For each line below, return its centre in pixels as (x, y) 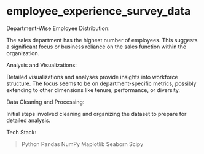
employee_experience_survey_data (99, 11)
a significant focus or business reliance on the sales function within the (96, 47)
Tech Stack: (22, 132)
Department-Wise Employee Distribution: (58, 28)
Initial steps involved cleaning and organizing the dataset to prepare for (96, 114)
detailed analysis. (29, 120)
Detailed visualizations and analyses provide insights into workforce (92, 77)
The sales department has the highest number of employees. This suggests (102, 40)
